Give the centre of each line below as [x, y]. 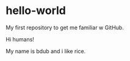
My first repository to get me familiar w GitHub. [65, 27]
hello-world [36, 11]
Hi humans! [20, 39]
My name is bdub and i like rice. [46, 51]
